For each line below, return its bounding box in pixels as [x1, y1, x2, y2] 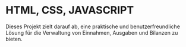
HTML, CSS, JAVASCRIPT [5, 4, 134, 17]
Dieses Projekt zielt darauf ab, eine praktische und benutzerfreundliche [5, 23, 181, 30]
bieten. [5, 35, 23, 42]
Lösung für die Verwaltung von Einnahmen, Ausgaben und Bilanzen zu [5, 29, 178, 36]
